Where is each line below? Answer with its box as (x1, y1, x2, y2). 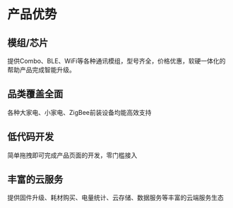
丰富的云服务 (7, 173, 64, 185)
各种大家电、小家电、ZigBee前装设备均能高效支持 (7, 108, 152, 116)
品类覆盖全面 (7, 88, 64, 100)
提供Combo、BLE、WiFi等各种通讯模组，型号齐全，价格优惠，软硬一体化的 (7, 57, 226, 65)
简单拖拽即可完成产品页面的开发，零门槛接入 (7, 151, 138, 159)
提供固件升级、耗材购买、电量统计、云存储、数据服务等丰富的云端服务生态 (7, 193, 224, 202)
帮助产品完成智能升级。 (7, 66, 76, 74)
